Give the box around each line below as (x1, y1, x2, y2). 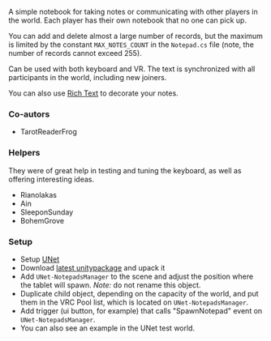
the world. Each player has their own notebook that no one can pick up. (8, 15, 247, 25)
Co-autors (8, 109, 50, 120)
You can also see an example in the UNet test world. (19, 323, 196, 333)
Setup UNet (19, 254, 60, 264)
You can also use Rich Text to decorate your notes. (8, 88, 179, 98)
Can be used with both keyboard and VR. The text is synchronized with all (8, 64, 256, 74)
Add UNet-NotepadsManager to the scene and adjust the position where (19, 271, 254, 281)
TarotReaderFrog (19, 127, 77, 137)
